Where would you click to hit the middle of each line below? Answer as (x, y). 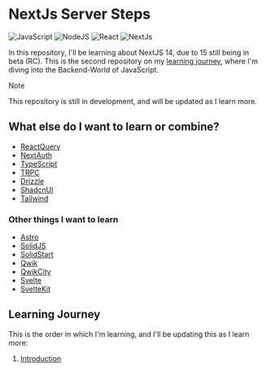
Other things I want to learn (63, 219)
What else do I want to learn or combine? (114, 127)
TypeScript (39, 164)
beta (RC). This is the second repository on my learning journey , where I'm (133, 61)
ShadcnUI (37, 190)
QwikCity (35, 272)
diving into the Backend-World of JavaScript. (84, 69)
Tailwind (34, 198)
